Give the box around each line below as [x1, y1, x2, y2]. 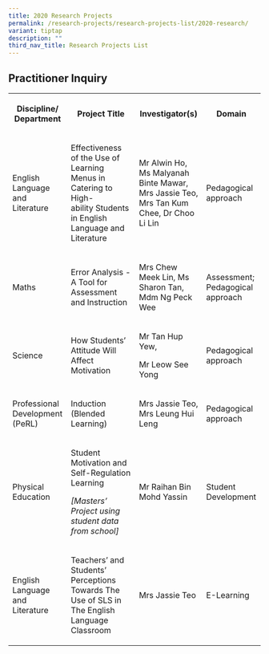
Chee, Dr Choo [139, 207, 195, 218]
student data [70, 515, 119, 526]
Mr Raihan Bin [139, 481, 191, 492]
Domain [215, 108, 247, 119]
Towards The [70, 584, 120, 595]
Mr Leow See [139, 359, 189, 370]
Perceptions [70, 575, 116, 586]
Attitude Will [70, 344, 117, 355]
